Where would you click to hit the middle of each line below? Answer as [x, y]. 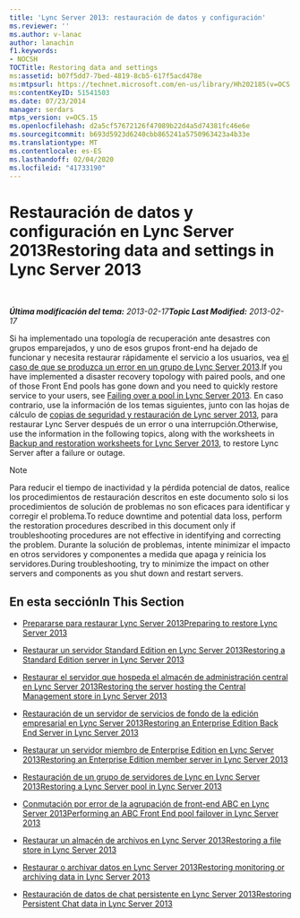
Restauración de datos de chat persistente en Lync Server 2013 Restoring [157, 895]
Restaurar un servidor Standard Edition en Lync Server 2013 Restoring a [154, 651]
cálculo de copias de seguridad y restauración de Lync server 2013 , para [144, 415]
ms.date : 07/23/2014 [48, 101]
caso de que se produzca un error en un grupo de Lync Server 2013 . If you [146, 367]
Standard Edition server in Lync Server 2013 [103, 660]
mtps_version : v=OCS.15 [54, 118]
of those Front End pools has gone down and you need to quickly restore [144, 386]
